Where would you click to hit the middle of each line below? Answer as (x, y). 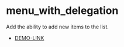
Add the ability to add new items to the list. (58, 27)
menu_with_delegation (62, 11)
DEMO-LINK (29, 38)
